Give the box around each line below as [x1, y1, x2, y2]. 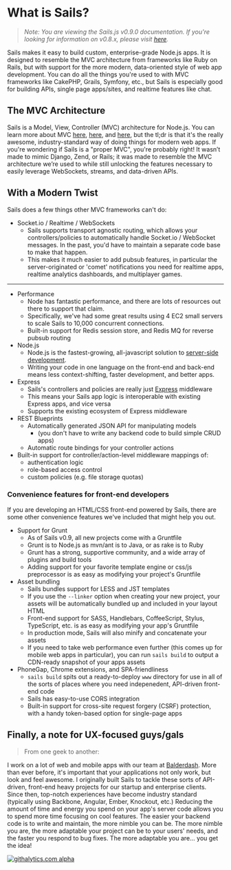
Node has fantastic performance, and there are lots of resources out [27, 297, 221, 305]
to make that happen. [27, 248, 88, 256]
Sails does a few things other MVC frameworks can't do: [7, 205, 167, 214]
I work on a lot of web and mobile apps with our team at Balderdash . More [7, 760, 217, 769]
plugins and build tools [27, 555, 92, 563]
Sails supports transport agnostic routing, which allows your [27, 226, 198, 234]
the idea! [7, 841, 32, 849]
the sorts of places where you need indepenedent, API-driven [27, 680, 203, 688]
